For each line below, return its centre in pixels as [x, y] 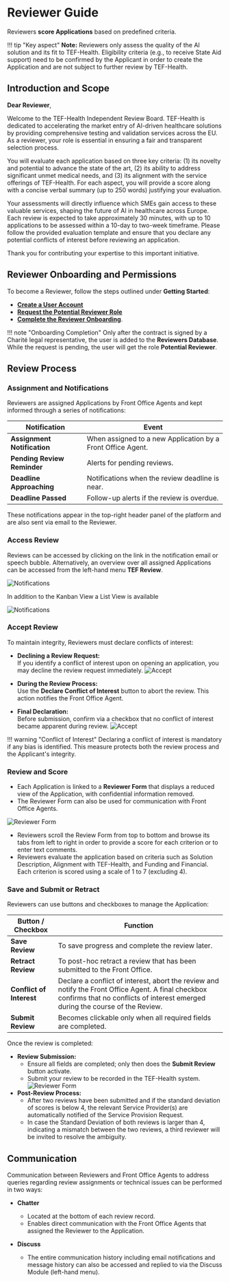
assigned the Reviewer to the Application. [86, 1231]
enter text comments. [47, 850]
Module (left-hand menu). [64, 1272]
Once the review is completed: [50, 1043]
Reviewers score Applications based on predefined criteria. [92, 32]
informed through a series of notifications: [67, 411]
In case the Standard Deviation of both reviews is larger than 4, [116, 1122]
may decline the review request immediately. [80, 670]
